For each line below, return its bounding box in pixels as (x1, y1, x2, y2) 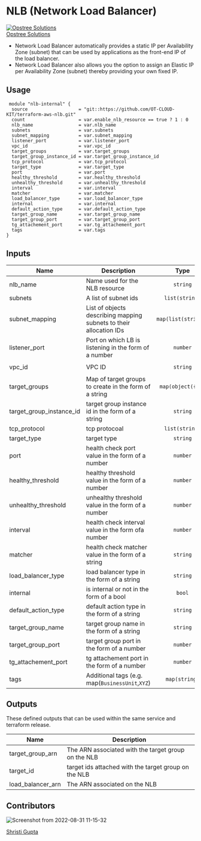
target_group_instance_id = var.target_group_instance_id (11, 153, 160, 160)
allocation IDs (86, 326, 124, 334)
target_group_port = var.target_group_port (11, 216, 141, 223)
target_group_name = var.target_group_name (11, 211, 141, 217)
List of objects (86, 303, 126, 312)
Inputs (6, 249, 31, 259)
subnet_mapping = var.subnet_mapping (11, 132, 133, 139)
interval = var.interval (11, 185, 117, 191)
